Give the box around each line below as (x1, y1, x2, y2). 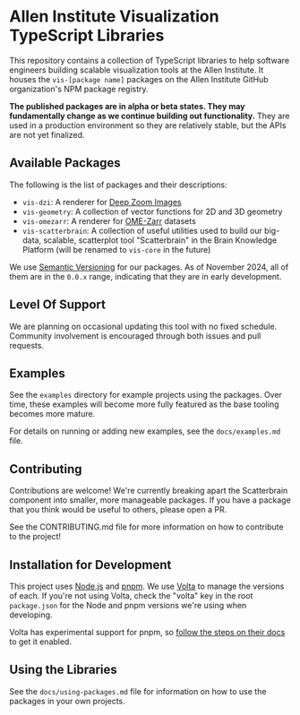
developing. (9, 609, 53, 620)
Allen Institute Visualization (9, 6, 219, 27)
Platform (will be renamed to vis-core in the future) (21, 244, 211, 254)
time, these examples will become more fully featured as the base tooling (9, 399, 279, 409)
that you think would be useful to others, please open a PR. (9, 504, 227, 515)
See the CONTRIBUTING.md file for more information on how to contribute (9, 521, 284, 532)
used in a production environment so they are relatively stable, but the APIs (9, 119, 287, 131)
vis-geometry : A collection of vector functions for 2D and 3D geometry (21, 206, 283, 217)
